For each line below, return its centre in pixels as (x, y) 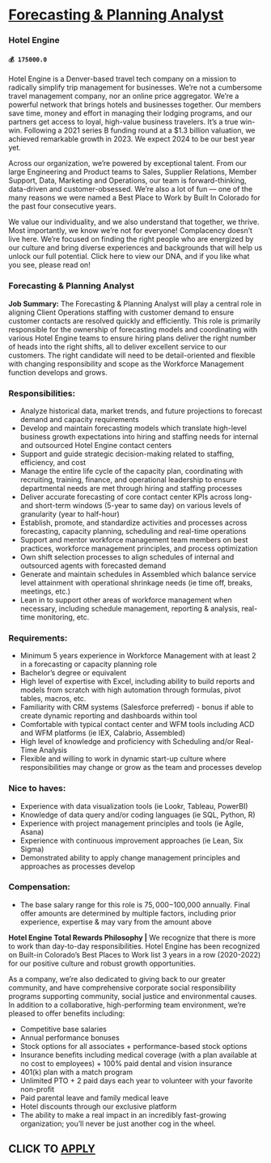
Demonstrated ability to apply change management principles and (130, 857)
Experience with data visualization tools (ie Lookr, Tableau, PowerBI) (134, 806)
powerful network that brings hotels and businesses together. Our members (135, 105)
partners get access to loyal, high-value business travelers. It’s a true (123, 122)
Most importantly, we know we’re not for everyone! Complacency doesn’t (131, 230)
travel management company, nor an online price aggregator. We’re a (124, 96)
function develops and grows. (58, 372)
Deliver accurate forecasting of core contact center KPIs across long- (136, 497)
